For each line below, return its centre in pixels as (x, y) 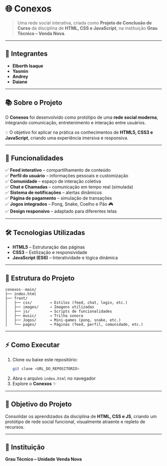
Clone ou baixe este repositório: (45, 359)
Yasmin (20, 71)
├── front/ (16, 298)
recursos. (15, 427)
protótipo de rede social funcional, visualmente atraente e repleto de (75, 422)
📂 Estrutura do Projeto (40, 278)
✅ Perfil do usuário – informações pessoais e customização (67, 176)
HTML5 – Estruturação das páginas (49, 247)
